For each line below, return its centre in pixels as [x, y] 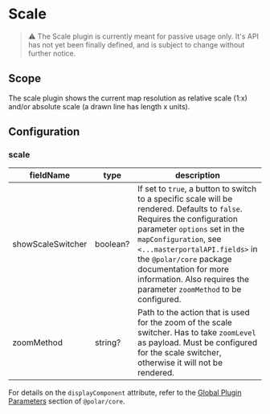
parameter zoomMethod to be [190, 289]
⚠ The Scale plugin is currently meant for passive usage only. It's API [143, 36]
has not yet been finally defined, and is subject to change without [136, 44]
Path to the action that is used [194, 313]
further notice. [52, 53]
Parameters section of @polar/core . [67, 401]
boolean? [112, 244]
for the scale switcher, [180, 353]
